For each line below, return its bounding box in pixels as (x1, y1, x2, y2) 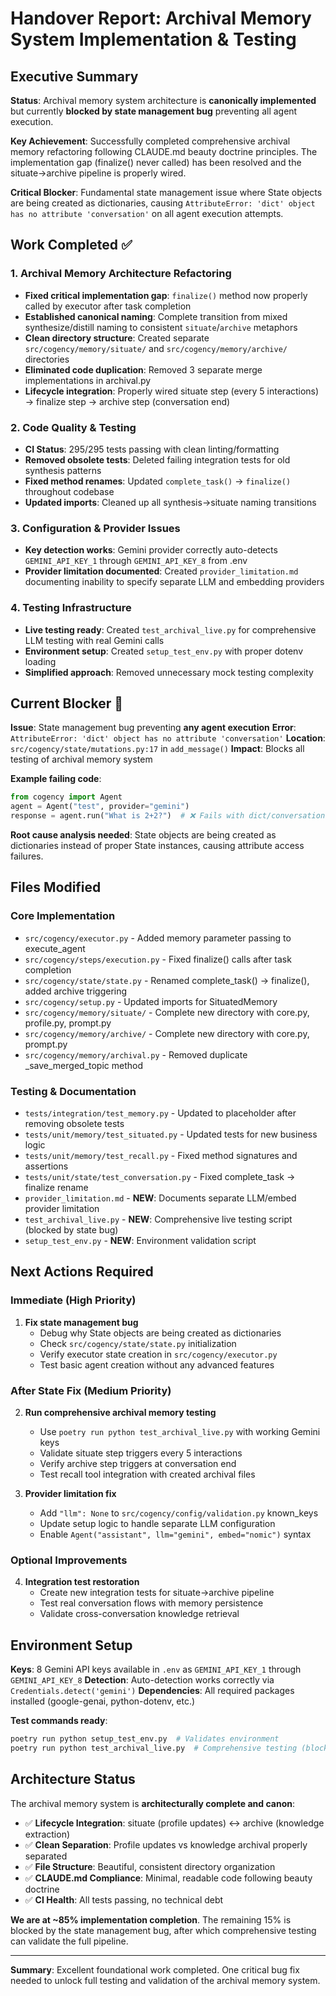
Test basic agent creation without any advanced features (39, 1358, 275, 1371)
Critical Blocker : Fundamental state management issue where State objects (10, 187, 323, 198)
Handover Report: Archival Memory (10, 7, 312, 30)
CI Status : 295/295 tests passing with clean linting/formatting (24, 443, 280, 455)
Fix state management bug (24, 1316, 139, 1328)
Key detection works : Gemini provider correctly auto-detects (24, 544, 278, 556)
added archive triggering (24, 985, 128, 997)
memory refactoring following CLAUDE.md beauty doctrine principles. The (10, 146, 318, 157)
